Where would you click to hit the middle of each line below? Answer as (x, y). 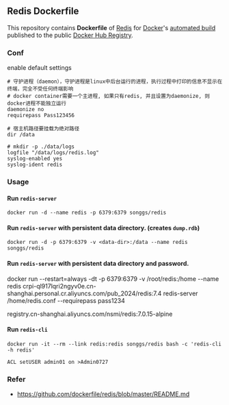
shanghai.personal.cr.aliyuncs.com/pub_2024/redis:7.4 (84, 293)
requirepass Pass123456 (41, 116)
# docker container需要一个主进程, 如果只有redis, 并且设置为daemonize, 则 (109, 96)
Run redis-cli (27, 330)
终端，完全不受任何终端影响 (40, 89)
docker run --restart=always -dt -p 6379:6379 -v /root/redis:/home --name (113, 279)
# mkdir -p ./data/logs (41, 147)
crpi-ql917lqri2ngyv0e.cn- (60, 286)
